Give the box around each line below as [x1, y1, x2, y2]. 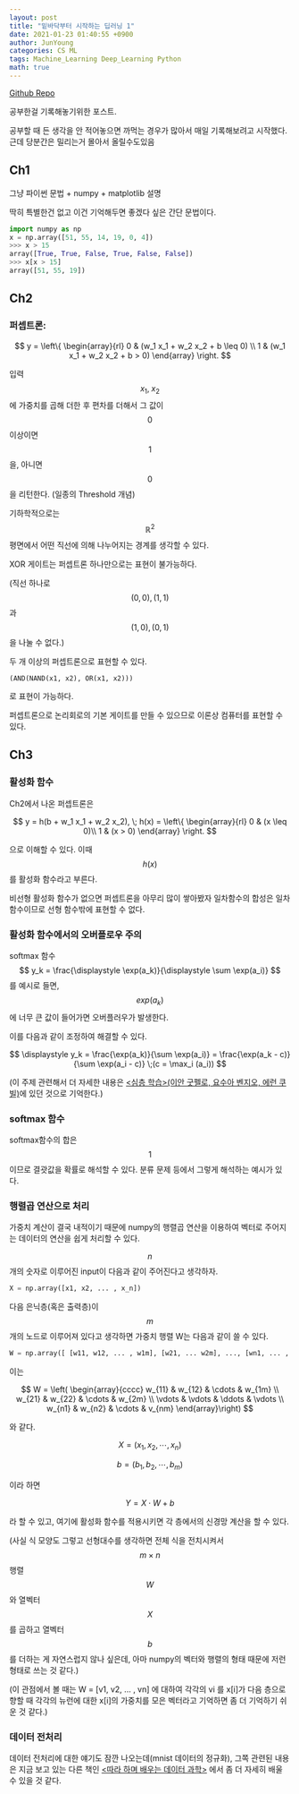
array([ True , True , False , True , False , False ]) [9, 250, 194, 259]
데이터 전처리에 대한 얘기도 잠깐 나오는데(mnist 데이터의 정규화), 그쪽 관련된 [9, 1753, 273, 1764]
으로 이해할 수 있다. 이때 [9, 843, 93, 855]
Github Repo [9, 87, 55, 98]
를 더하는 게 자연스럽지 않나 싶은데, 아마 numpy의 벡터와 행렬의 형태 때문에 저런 [9, 1653, 287, 1664]
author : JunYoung [9, 38, 74, 47]
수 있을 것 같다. [9, 1775, 62, 1786]
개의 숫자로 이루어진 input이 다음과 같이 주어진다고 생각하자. [9, 1266, 219, 1277]
